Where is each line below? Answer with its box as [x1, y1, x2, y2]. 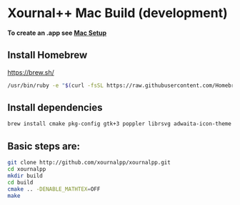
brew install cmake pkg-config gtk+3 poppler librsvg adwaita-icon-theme [7, 120, 232, 127]
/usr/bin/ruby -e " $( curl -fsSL [7, 82, 104, 89]
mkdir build [7, 172, 43, 179]
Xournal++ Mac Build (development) [7, 5, 228, 21]
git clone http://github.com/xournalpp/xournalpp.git [7, 159, 171, 167]
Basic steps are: [7, 140, 81, 152]
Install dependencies [7, 102, 103, 114]
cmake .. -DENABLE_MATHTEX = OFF [7, 185, 101, 193]
